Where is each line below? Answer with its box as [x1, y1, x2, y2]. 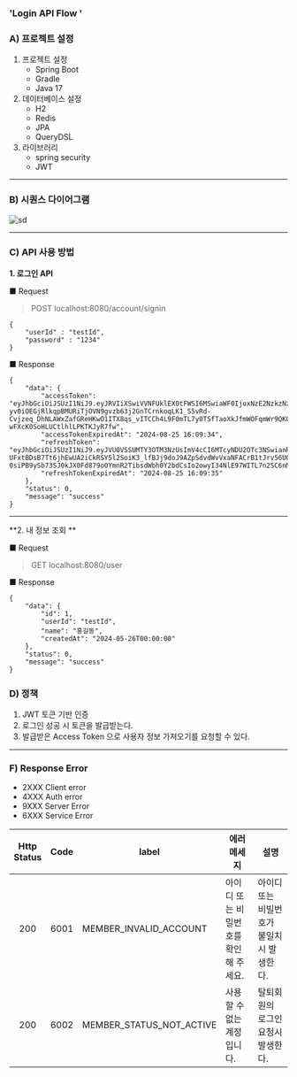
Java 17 [34, 83, 64, 94]
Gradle [34, 73, 60, 84]
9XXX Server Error [21, 801, 90, 812]
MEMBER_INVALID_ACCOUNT [81, 923, 208, 935]
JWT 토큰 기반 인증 [21, 709, 89, 719]
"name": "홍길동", [41, 627, 103, 635]
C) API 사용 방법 [9, 246, 75, 258]
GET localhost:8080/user [30, 559, 123, 570]
